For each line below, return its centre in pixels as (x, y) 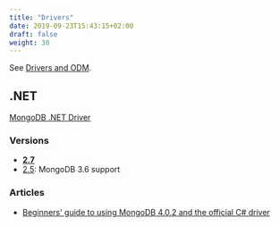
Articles (27, 193)
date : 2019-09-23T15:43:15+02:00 (72, 26)
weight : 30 (30, 42)
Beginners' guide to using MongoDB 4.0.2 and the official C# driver (146, 212)
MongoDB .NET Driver (50, 118)
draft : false (34, 34)
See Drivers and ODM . (51, 68)
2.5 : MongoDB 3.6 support (71, 170)
